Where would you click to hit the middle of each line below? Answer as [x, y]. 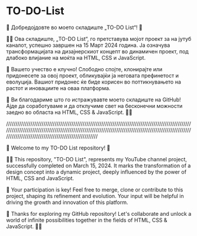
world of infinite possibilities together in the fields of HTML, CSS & [87, 220]
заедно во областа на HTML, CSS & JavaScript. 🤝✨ [69, 112]
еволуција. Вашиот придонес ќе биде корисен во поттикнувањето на [94, 82]
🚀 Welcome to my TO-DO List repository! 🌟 [58, 148]
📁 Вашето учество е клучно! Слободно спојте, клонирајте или [84, 69]
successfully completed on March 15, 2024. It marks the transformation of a [98, 165]
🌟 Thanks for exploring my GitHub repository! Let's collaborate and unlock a [99, 213]
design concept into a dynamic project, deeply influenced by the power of [96, 172]
